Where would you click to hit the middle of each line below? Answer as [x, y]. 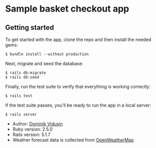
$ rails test [19, 96]
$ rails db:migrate [26, 73]
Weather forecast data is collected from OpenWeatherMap [73, 140]
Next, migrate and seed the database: [44, 63]
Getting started [30, 28]
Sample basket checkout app [67, 9]
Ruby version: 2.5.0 [32, 129]
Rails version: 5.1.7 [31, 135]
